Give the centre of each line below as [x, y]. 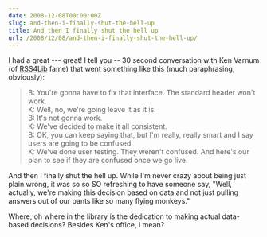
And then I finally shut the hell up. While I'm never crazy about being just [128, 176]
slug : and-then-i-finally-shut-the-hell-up [82, 23]
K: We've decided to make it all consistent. [97, 126]
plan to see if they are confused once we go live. [108, 161]
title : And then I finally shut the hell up [83, 30]
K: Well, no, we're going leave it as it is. [92, 110]
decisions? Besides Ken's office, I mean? [98, 225]
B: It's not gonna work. [65, 118]
